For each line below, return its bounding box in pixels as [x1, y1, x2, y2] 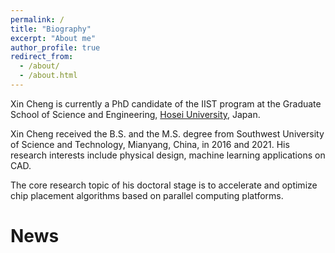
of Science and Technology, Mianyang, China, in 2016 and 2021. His [10, 138, 290, 150]
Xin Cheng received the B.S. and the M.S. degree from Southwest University [10, 127, 325, 140]
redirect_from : [10, 52, 74, 62]
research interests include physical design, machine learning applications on [10, 149, 326, 161]
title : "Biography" [10, 24, 92, 34]
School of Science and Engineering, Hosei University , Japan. [10, 108, 261, 120]
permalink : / [10, 14, 65, 25]
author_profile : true [10, 42, 101, 53]
